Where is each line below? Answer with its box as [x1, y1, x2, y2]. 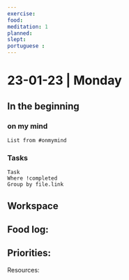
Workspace [7, 200, 59, 212]
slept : [7, 36, 26, 43]
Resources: [7, 265, 40, 274]
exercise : [7, 10, 36, 17]
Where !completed [7, 175, 58, 182]
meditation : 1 [7, 23, 49, 30]
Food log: [7, 224, 49, 235]
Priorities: [7, 247, 51, 259]
